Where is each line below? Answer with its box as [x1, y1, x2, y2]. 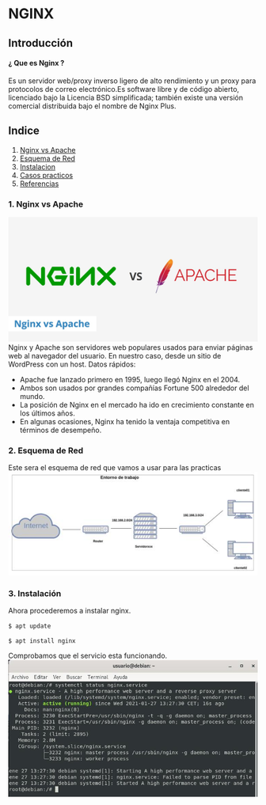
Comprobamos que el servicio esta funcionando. [8, 651, 168, 660]
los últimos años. [19, 408, 75, 418]
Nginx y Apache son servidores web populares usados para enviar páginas [8, 342, 253, 352]
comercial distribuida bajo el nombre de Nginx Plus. [8, 101, 177, 111]
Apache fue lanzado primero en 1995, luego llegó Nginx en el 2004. [19, 374, 241, 384]
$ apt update [8, 622, 51, 630]
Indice [8, 124, 40, 138]
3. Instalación [8, 587, 62, 598]
